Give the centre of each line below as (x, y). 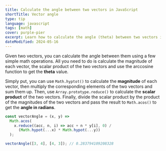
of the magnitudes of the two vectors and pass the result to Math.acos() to (81, 102)
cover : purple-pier (25, 33)
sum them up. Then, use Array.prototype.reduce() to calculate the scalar (80, 91)
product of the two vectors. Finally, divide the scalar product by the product (83, 97)
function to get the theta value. (37, 72)
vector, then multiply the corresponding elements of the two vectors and (79, 86)
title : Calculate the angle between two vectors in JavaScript (72, 10)
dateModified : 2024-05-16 (32, 42)
